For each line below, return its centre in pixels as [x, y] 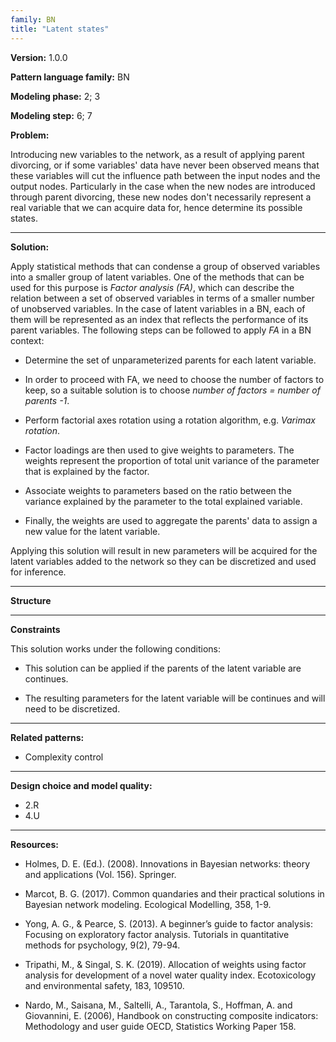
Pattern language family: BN [70, 77]
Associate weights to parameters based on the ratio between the [158, 490]
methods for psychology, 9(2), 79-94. [102, 945]
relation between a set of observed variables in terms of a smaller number [162, 298]
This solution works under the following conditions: [116, 648]
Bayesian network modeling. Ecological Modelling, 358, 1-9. [148, 904]
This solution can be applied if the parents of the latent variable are [163, 668]
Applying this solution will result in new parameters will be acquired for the [164, 550]
